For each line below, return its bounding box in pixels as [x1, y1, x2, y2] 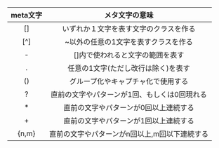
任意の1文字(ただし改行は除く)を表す [67, 63, 191, 73]
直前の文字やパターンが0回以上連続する [63, 103, 194, 112]
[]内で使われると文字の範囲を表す [73, 51, 185, 60]
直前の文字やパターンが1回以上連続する [63, 116, 194, 126]
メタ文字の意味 [104, 11, 154, 20]
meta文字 [11, 11, 43, 20]
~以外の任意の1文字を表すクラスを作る [64, 37, 193, 46]
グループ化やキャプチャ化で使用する [69, 76, 189, 86]
